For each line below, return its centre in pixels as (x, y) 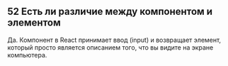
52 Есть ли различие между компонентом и (110, 12)
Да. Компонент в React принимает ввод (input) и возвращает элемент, (114, 40)
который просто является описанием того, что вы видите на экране (110, 47)
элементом (34, 23)
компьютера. (27, 55)
